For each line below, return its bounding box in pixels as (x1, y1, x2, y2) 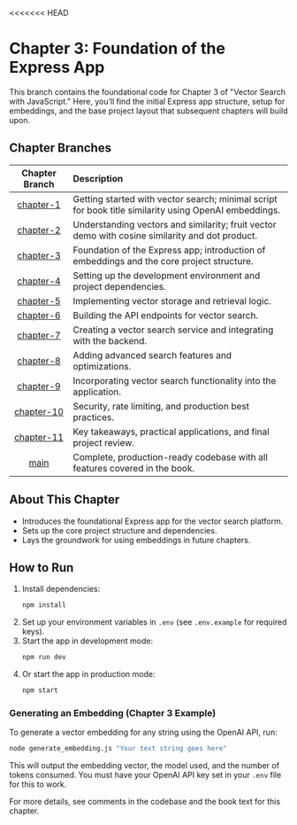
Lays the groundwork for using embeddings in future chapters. (21, 534, 251, 545)
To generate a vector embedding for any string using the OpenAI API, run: (9, 727, 278, 738)
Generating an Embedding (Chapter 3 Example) (9, 706, 217, 719)
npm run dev (21, 653, 66, 662)
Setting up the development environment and (72, 269, 261, 282)
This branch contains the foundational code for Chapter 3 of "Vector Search (9, 86, 286, 97)
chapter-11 (14, 431, 65, 443)
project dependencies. (72, 280, 166, 292)
